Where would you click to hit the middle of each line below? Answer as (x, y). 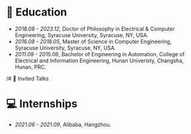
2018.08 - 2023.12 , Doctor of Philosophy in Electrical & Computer (95, 29)
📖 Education (37, 12)
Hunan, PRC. (30, 67)
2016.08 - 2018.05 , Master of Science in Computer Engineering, (93, 41)
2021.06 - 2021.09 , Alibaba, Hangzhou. (63, 124)
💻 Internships (42, 104)
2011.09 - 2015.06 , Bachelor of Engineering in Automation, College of (100, 54)
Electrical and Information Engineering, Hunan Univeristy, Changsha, (99, 60)
